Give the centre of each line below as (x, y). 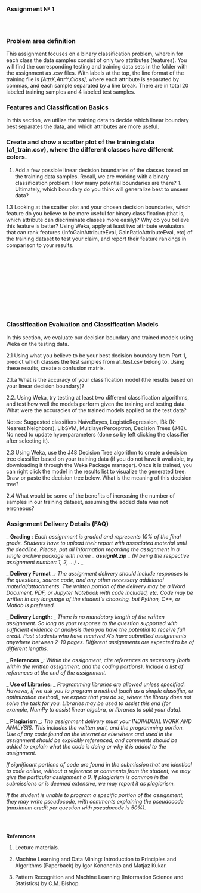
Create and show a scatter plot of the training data (81, 142)
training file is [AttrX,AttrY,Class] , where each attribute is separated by (93, 79)
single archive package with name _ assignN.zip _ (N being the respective (98, 556)
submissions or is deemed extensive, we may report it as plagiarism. (91, 784)
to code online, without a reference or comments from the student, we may (98, 771)
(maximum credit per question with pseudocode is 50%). (76, 808)
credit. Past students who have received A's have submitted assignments (96, 636)
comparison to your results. (40, 245)
